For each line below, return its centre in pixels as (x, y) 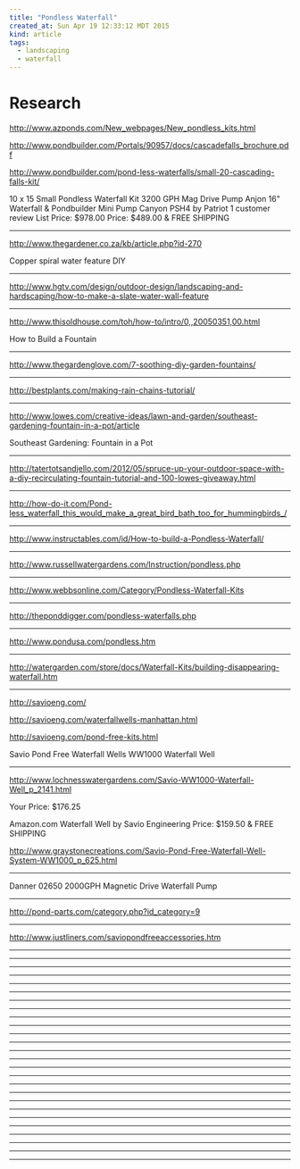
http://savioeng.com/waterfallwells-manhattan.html (104, 719)
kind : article (36, 34)
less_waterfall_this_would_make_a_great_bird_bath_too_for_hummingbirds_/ (148, 513)
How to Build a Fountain (53, 338)
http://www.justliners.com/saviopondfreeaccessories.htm (115, 937)
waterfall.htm (33, 676)
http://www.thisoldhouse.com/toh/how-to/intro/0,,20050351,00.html (135, 321)
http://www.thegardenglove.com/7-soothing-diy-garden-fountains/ (133, 364)
